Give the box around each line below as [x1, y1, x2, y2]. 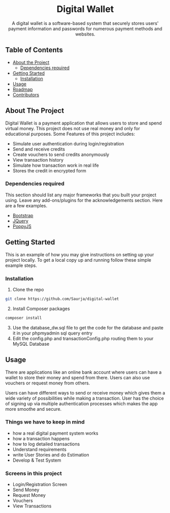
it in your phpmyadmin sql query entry [12, 330, 93, 336]
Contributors [12, 92, 40, 98]
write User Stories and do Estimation [12, 451, 89, 458]
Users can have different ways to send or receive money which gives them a [5, 389, 165, 396]
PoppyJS [12, 223, 31, 229]
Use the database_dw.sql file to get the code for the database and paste [12, 324, 164, 330]
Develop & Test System [12, 457, 61, 463]
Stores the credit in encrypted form [12, 167, 86, 173]
